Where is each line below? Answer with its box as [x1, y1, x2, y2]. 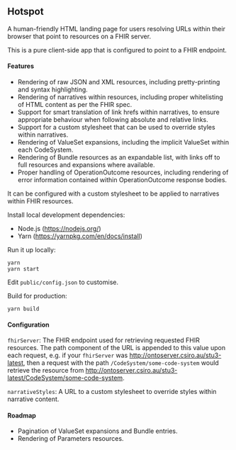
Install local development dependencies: [7, 210, 125, 219]
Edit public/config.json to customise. [7, 278, 119, 286]
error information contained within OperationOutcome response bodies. [17, 176, 227, 184]
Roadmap [7, 411, 37, 420]
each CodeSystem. [17, 145, 74, 154]
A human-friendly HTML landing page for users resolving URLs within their [7, 24, 225, 33]
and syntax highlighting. [17, 85, 89, 94]
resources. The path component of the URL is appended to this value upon [7, 344, 225, 352]
